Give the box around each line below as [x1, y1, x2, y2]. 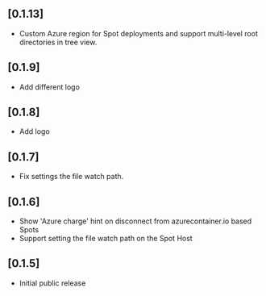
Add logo [19, 127, 50, 136]
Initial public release [19, 278, 86, 288]
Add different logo [19, 81, 80, 92]
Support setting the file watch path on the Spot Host [19, 234, 193, 244]
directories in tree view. [19, 37, 98, 47]
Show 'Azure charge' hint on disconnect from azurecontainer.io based [19, 216, 252, 226]
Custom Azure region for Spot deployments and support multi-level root [19, 28, 259, 38]
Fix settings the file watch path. [19, 172, 124, 181]
